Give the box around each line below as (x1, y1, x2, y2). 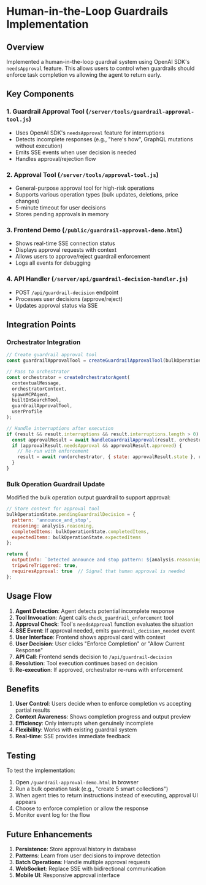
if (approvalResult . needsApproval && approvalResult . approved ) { (12, 442, 183, 449)
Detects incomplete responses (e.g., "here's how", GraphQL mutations (15, 135, 193, 142)
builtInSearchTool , (12, 397, 62, 404)
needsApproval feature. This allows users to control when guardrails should (6, 64, 195, 72)
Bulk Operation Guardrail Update (6, 480, 105, 488)
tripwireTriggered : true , (12, 563, 78, 569)
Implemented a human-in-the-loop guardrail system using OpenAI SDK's (6, 58, 190, 65)
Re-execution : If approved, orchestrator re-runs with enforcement (15, 666, 183, 673)
